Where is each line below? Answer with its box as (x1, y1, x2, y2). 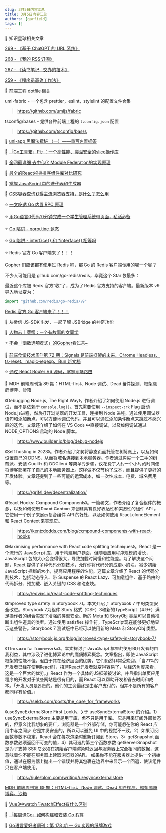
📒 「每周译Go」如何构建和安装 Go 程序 (5, 812, 84, 818)
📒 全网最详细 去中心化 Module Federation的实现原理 (5, 159, 111, 166)
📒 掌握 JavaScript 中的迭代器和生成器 (5, 181, 82, 186)
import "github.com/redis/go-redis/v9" (5, 299, 87, 304)
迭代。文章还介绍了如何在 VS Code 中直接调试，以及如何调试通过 (13, 422, 147, 428)
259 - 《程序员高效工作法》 (5, 77, 61, 83)
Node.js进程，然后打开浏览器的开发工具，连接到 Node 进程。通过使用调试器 (5, 410, 160, 416)
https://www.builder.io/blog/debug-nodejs (17, 438, 104, 444)
